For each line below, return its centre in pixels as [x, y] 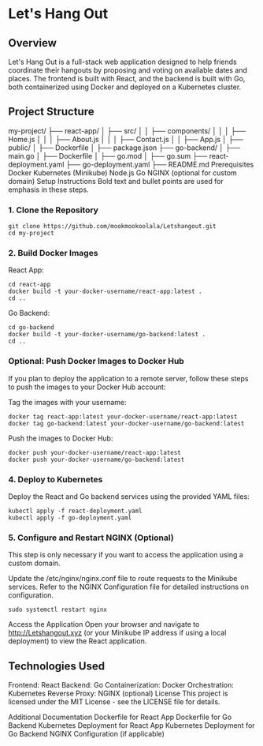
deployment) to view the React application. [78, 641]
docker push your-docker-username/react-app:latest [94, 452]
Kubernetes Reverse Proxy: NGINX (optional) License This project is [118, 694]
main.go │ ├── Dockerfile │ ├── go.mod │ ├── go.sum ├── [108, 156]
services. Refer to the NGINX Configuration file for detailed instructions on [129, 587]
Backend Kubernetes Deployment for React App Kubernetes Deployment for [131, 725]
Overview [33, 43]
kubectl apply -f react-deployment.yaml [76, 511]
